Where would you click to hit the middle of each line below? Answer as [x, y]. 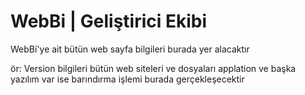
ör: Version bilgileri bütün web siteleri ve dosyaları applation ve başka [153, 68]
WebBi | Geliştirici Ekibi [109, 21]
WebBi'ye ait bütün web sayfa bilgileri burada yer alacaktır [130, 49]
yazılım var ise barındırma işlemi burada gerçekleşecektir [127, 79]
